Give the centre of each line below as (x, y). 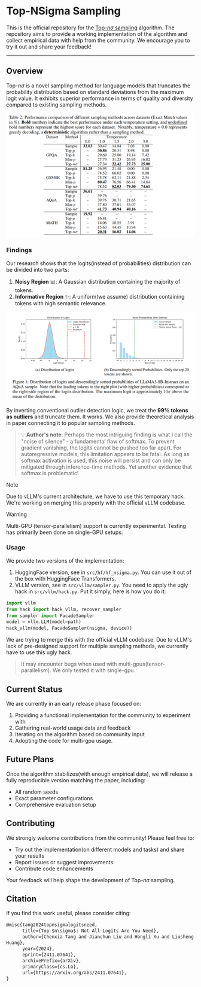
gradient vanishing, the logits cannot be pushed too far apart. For (101, 448)
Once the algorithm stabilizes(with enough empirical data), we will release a (100, 774)
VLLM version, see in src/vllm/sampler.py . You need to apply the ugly (101, 585)
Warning (16, 514)
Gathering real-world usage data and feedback (73, 728)
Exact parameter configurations (54, 798)
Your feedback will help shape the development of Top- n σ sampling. (91, 880)
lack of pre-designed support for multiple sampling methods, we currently (98, 646)
